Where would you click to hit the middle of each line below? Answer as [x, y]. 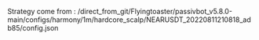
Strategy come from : [42, 11]
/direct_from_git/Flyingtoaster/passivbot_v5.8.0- [155, 11]
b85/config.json [33, 28]
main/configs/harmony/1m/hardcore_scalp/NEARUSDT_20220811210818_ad [129, 20]
